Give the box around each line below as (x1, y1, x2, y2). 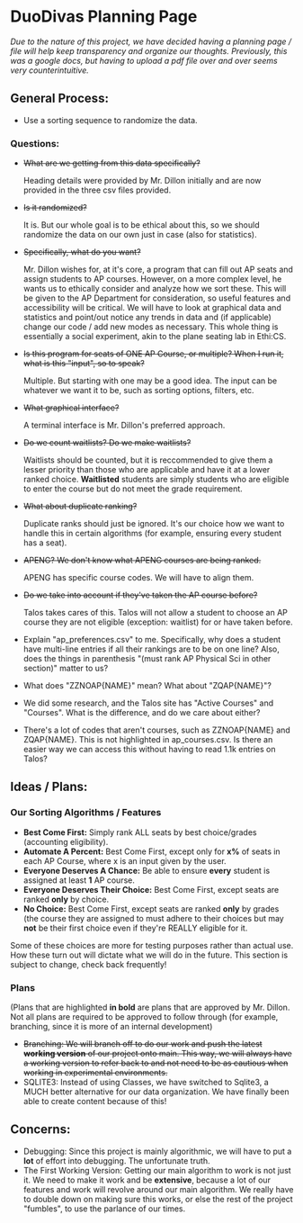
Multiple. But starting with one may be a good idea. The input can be (22, 375, 278, 386)
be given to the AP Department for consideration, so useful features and (22, 292, 291, 303)
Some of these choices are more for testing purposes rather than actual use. (10, 940, 294, 950)
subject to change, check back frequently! (10, 958, 167, 969)
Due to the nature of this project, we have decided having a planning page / (10, 36, 292, 47)
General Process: (10, 91, 109, 106)
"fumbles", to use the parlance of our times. (22, 1203, 186, 1214)
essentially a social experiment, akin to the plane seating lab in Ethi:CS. (22, 331, 287, 342)
